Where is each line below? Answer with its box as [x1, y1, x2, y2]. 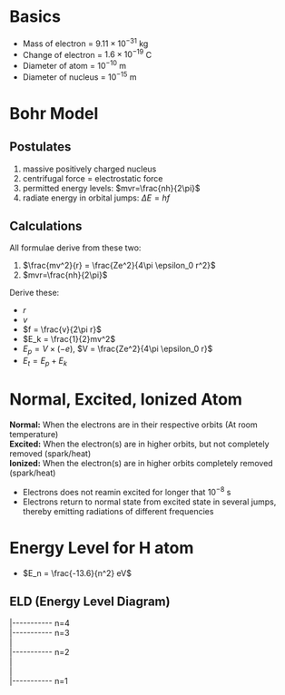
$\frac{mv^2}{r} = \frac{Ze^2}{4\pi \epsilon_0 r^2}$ [22, 260, 216, 271]
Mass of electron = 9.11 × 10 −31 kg [22, 36, 149, 49]
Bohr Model [9, 103, 99, 123]
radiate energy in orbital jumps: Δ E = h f [22, 192, 171, 203]
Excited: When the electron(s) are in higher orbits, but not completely [9, 438, 270, 449]
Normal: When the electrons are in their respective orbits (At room [9, 419, 259, 430]
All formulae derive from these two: [9, 242, 142, 253]
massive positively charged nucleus [22, 163, 157, 174]
